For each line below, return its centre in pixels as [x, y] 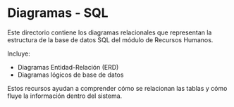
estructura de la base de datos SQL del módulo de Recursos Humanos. [110, 39]
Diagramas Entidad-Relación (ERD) [68, 67]
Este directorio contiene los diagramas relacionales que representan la [110, 32]
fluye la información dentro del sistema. [65, 96]
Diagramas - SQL [58, 13]
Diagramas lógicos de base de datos [70, 75]
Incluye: [19, 53]
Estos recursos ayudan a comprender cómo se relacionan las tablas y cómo [117, 88]
